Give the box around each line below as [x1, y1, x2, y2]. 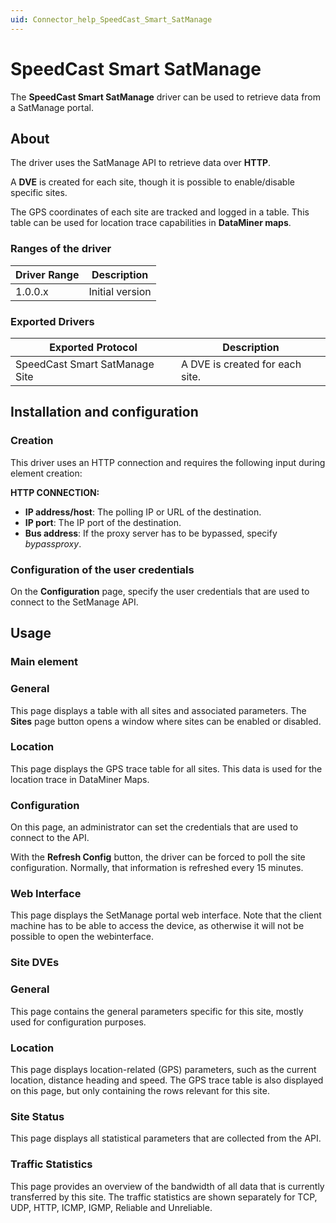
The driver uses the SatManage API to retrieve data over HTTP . [10, 157, 272, 169]
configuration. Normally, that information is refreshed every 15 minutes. [10, 862, 304, 874]
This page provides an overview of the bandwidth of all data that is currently [10, 1180, 325, 1192]
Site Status [10, 1109, 65, 1123]
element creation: [10, 467, 83, 479]
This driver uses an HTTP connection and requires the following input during [10, 456, 326, 468]
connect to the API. [10, 832, 90, 844]
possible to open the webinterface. [10, 931, 154, 943]
